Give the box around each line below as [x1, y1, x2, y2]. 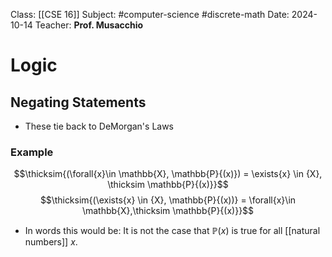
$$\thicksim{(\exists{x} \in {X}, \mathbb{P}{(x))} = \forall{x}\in [39, 194, 297, 206]
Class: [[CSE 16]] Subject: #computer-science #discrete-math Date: [10, 9, 290, 20]
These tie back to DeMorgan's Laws [24, 120, 175, 132]
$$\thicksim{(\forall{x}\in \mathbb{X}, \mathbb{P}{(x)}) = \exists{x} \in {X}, [13, 168, 323, 180]
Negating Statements [10, 94, 147, 111]
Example [10, 145, 54, 159]
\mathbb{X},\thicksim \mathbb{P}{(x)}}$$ [81, 205, 255, 217]
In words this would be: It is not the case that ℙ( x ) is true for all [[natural [24, 225, 321, 237]
